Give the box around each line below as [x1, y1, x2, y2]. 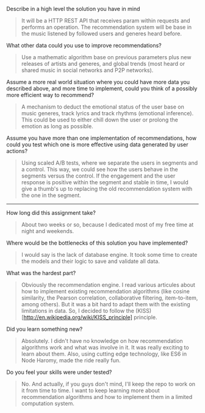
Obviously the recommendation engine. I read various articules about [21, 281, 195, 289]
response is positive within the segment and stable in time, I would [21, 179, 189, 185]
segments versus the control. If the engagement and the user [21, 172, 176, 179]
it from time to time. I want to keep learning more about [21, 387, 160, 394]
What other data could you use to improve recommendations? [6, 42, 162, 49]
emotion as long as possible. [21, 123, 93, 130]
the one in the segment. [21, 192, 81, 199]
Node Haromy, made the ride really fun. [21, 357, 121, 364]
